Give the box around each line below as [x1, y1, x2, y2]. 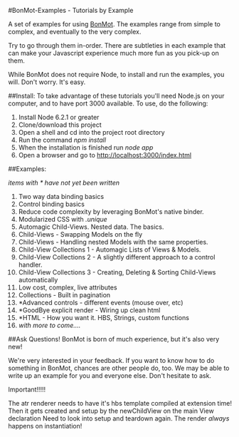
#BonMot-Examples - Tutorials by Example [8, 6, 134, 14]
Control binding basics [18, 200, 85, 208]
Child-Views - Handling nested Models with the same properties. [18, 238, 208, 246]
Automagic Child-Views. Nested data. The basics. [18, 222, 164, 231]
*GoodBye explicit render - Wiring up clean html [18, 306, 161, 314]
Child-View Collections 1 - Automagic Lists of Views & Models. [18, 245, 201, 254]
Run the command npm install [18, 135, 106, 144]
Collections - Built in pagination [18, 291, 111, 299]
